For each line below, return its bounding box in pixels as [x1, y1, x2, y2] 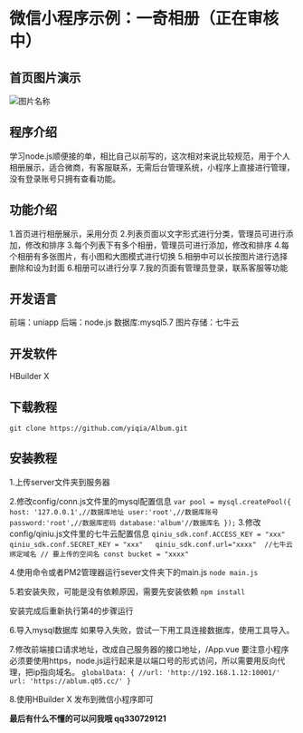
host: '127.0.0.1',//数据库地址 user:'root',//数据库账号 [9, 507, 219, 517]
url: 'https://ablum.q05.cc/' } [9, 677, 131, 686]
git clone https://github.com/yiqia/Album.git [9, 424, 188, 434]
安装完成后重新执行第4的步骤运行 [9, 605, 134, 616]
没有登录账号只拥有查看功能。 [9, 173, 120, 184]
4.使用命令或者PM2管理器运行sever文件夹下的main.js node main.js [9, 566, 259, 577]
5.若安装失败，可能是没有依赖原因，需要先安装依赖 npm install [9, 586, 246, 597]
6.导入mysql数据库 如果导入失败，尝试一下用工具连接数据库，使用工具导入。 [9, 624, 295, 635]
